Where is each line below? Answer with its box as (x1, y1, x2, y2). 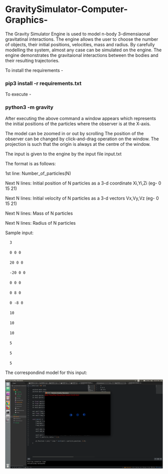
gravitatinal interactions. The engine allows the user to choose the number (5, 36, 158, 42)
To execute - (5, 91, 31, 98)
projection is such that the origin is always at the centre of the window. (5, 141, 151, 147)
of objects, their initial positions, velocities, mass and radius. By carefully (5, 41, 155, 47)
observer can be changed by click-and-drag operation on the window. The (5, 136, 159, 142)
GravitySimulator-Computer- (5, 4, 128, 15)
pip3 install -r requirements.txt (5, 79, 81, 86)
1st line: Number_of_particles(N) (5, 170, 71, 176)
